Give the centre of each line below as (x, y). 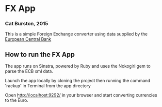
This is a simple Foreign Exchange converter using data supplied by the (76, 34)
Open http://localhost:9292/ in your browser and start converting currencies (81, 95)
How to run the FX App (40, 54)
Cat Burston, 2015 (27, 24)
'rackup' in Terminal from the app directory (48, 86)
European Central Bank (28, 39)
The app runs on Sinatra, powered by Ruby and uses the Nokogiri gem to (78, 66)
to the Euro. (16, 100)
